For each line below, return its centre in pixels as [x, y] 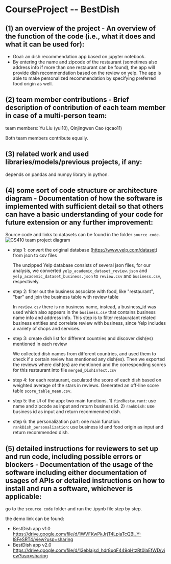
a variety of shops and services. [46, 329]
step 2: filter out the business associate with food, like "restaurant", [83, 291]
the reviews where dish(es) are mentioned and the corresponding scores [89, 365]
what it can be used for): [45, 44]
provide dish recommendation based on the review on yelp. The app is [87, 73]
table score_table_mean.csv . [42, 391]
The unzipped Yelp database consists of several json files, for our [81, 265]
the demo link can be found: [35, 519]
